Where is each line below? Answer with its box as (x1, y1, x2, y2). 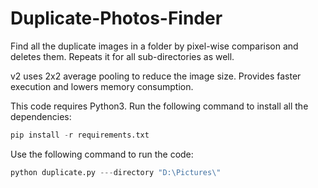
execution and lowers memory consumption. (10, 80, 194, 92)
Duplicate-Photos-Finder (10, 7, 223, 30)
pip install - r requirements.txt (10, 130, 150, 140)
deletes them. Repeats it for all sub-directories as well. (10, 50, 235, 62)
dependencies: (10, 110, 72, 122)
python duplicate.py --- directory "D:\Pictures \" (10, 167, 222, 177)
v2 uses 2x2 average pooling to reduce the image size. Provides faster (10, 70, 302, 82)
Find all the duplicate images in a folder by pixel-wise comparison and (10, 40, 299, 52)
